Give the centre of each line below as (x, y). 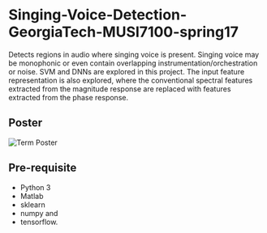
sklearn (33, 205)
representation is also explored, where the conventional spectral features (131, 80)
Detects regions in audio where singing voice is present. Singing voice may (134, 54)
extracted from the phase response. (68, 97)
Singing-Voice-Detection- (98, 15)
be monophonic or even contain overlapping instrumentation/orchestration (133, 63)
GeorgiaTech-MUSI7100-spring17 (124, 32)
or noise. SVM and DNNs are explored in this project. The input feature (127, 71)
